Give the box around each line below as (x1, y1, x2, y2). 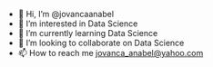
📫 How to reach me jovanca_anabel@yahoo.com (17, 48, 204, 58)
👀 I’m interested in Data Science (17, 18, 138, 29)
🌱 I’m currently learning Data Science (17, 28, 158, 38)
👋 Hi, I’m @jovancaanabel (17, 9, 115, 19)
